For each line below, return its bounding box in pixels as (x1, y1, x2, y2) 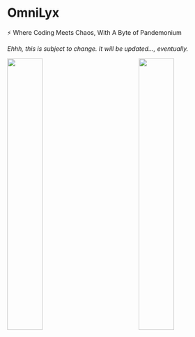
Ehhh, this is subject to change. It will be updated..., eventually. (7, 44, 189, 53)
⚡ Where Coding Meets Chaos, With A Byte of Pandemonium (7, 28, 182, 36)
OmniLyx (7, 5, 60, 21)
